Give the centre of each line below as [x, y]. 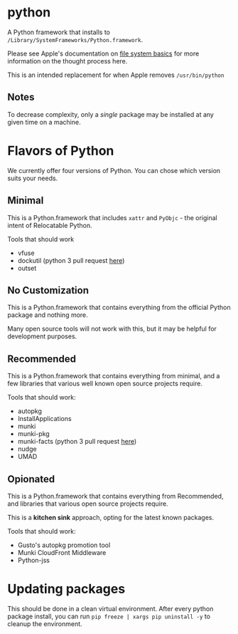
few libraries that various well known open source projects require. [105, 384]
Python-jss [33, 560]
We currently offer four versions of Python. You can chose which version [114, 170]
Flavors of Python [61, 151]
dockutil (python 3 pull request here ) [71, 260]
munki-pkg [33, 434]
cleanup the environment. [45, 623]
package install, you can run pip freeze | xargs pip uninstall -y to [109, 616]
